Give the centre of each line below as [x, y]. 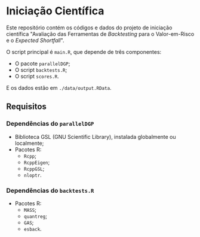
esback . [33, 229]
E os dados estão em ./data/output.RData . [59, 87]
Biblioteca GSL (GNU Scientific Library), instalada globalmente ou [95, 136]
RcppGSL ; [34, 168]
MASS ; [30, 209]
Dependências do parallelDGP [50, 124]
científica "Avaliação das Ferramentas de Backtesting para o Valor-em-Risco [100, 34]
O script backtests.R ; [41, 69]
